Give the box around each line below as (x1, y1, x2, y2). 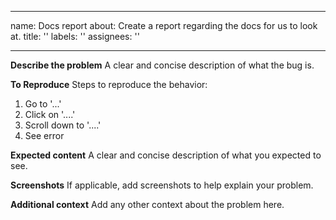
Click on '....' (24, 109, 76, 120)
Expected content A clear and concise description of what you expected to (10, 149, 322, 161)
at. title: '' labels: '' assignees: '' (10, 31, 140, 42)
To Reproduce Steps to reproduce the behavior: (10, 79, 208, 90)
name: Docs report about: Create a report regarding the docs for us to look (10, 20, 318, 31)
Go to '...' (24, 98, 62, 110)
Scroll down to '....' (24, 119, 102, 131)
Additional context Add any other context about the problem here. (10, 199, 285, 210)
